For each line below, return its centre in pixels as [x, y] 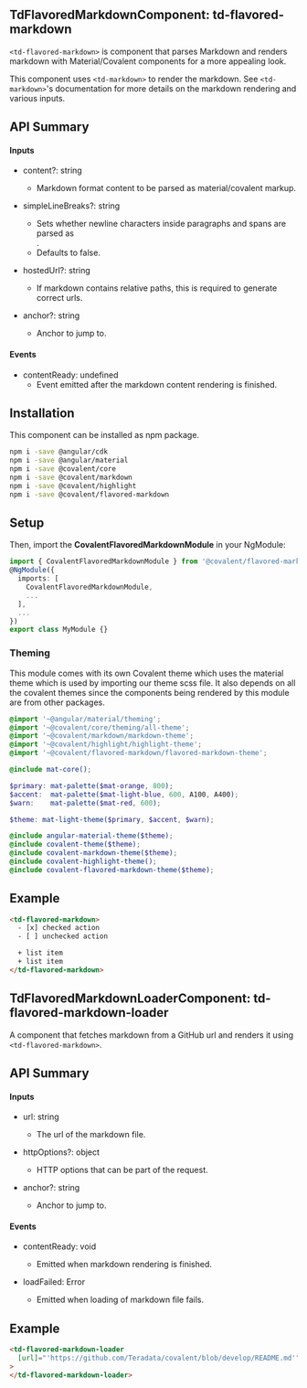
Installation [42, 413]
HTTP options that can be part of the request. [122, 1170]
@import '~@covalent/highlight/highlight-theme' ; [106, 744]
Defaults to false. [68, 253]
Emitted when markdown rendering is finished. [124, 1265]
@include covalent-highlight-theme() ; [83, 862]
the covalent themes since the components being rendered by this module [149, 692]
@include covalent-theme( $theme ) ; [75, 845]
